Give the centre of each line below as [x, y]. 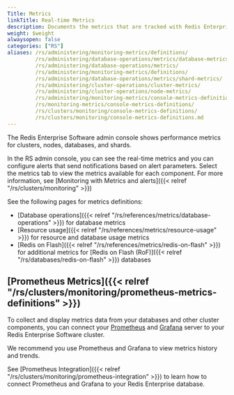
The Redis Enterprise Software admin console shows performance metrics [114, 137]
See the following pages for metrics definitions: [75, 201]
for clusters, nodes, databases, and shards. [70, 144]
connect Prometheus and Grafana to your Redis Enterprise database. [106, 384]
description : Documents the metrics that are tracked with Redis [104, 27]
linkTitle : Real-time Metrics [51, 20]
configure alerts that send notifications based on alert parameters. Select [112, 165]
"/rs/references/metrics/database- [161, 215]
